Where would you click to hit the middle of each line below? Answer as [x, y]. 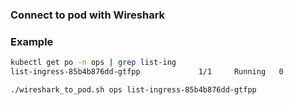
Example [32, 41]
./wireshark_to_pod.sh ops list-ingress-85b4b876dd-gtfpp [133, 89]
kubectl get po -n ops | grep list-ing [93, 63]
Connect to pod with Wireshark [88, 15]
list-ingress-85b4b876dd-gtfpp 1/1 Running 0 [147, 72]
